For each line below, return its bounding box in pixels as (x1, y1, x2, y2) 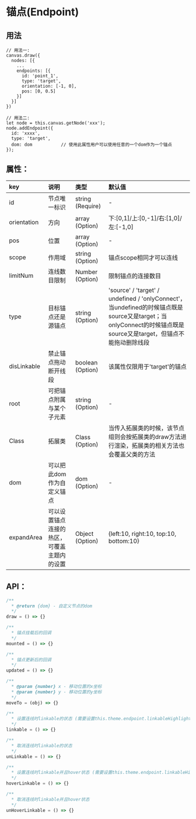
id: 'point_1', (21, 73, 59, 79)
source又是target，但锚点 (108, 329, 179, 338)
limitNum (9, 271, 34, 280)
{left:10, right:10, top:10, (108, 529, 177, 538)
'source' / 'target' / (108, 286, 160, 294)
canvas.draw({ (6, 53, 41, 58)
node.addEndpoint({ (6, 125, 54, 131)
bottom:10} (108, 536, 140, 545)
